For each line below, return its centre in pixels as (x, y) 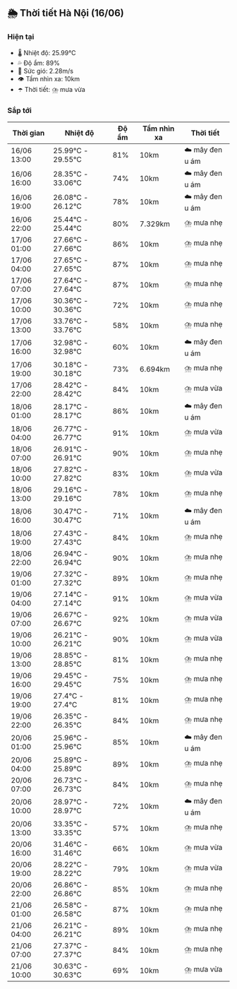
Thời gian (29, 133)
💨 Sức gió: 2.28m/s (45, 71)
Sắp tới (19, 110)
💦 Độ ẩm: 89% (38, 63)
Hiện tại (21, 37)
